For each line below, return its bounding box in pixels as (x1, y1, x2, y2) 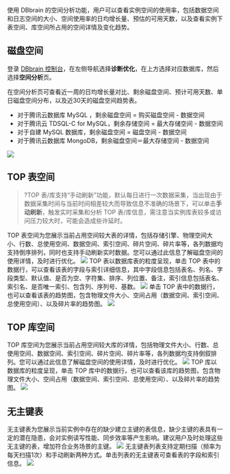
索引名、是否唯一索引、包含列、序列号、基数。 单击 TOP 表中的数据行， (7, 282, 219, 290)
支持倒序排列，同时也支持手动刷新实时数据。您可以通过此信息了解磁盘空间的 (7, 248, 223, 256)
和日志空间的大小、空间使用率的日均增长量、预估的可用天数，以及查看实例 (7, 14, 217, 23)
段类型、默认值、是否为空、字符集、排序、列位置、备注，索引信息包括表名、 (7, 273, 223, 282)
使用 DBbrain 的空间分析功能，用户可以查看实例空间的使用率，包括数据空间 (7, 6, 219, 14)
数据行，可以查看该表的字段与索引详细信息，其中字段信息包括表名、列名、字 (7, 265, 223, 273)
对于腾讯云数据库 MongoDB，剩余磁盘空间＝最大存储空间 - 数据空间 (16, 136, 209, 145)
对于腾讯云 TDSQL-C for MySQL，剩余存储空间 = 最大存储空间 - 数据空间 (16, 119, 223, 127)
